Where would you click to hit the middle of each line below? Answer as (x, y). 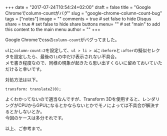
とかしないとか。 (27, 111)
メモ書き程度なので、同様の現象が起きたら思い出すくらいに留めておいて (79, 63)
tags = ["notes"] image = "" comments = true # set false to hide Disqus (78, 19)
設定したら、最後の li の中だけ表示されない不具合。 (66, 56)
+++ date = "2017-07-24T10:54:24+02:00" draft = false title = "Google (78, 7)
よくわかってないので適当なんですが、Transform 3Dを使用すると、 (74, 99)
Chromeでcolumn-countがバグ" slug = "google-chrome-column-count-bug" (84, 13)
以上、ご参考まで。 (25, 128)
